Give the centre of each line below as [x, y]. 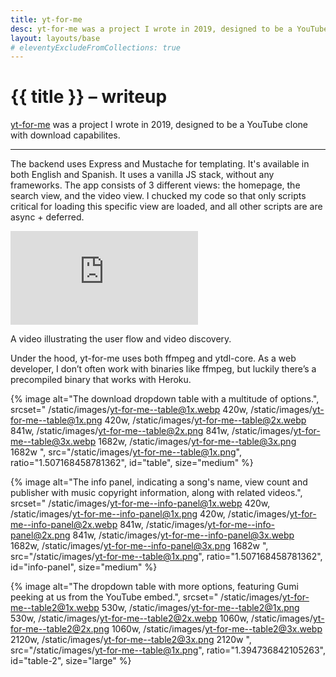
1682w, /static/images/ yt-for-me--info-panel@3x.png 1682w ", [139, 546]
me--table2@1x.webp [55, 608]
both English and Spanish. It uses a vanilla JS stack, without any [142, 175]
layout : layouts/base [55, 38]
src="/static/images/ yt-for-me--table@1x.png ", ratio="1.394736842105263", [168, 650]
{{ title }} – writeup [89, 97]
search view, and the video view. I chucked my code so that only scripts [158, 196]
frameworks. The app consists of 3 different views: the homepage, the [155, 185]
